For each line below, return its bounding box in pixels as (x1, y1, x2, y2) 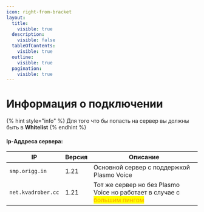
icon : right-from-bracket (6, 9, 72, 15)
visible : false (17, 37, 56, 43)
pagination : (12, 65, 42, 72)
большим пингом (93, 196, 144, 204)
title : (12, 20, 29, 26)
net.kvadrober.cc (9, 189, 59, 196)
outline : (12, 54, 34, 60)
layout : (6, 15, 26, 21)
